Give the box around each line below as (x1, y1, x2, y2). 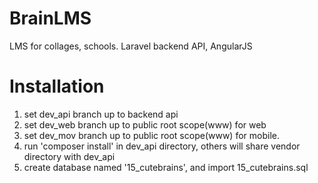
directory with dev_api (23, 150, 116, 162)
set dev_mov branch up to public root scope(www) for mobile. (23, 129, 280, 141)
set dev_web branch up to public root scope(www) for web (23, 118, 267, 131)
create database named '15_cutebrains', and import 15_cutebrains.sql (23, 161, 309, 173)
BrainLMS (9, 7, 92, 30)
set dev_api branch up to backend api (23, 108, 179, 120)
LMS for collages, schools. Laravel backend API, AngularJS (9, 40, 253, 52)
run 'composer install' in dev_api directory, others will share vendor (23, 140, 301, 152)
